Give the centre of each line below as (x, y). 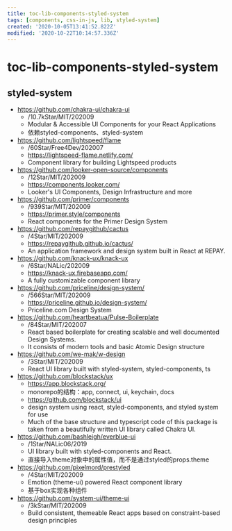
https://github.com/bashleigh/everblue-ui (76, 437)
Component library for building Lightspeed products (102, 162)
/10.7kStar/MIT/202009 (61, 117)
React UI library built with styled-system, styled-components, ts (119, 369)
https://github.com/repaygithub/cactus (73, 229)
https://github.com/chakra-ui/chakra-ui (73, 110)
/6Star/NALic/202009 (59, 266)
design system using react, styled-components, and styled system (123, 407)
